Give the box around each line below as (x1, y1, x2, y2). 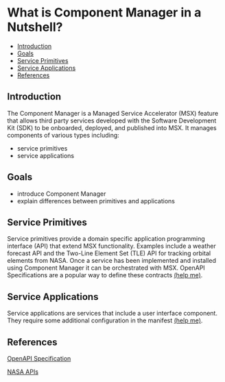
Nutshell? (7, 19, 63, 35)
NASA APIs (7, 368, 39, 376)
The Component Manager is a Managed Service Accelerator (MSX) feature (7, 109, 219, 117)
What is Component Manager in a (7, 5, 202, 21)
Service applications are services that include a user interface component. (7, 309, 218, 318)
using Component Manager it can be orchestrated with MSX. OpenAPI (7, 264, 206, 272)
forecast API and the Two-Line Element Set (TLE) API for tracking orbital (7, 249, 211, 257)
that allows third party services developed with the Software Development (7, 116, 217, 125)
